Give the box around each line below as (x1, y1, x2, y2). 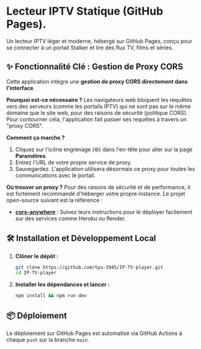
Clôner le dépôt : (15, 252, 59, 260)
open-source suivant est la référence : (6, 196, 103, 204)
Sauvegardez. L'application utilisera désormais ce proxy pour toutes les (15, 165, 196, 172)
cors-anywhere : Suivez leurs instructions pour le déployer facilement (15, 208, 192, 215)
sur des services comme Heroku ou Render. (15, 215, 126, 222)
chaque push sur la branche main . (6, 336, 90, 343)
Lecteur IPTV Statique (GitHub (6, 4, 164, 18)
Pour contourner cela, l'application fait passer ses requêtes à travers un (6, 115, 187, 123)
